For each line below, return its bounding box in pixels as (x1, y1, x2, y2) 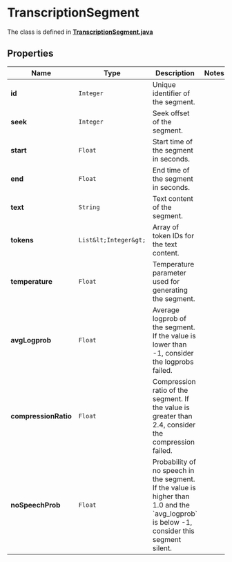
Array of (152, 222, 180, 232)
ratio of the (152, 385, 188, 395)
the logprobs (152, 357, 194, 367)
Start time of (152, 137, 193, 146)
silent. (152, 543, 173, 553)
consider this (152, 526, 195, 536)
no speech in (152, 465, 195, 475)
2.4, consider (152, 420, 196, 429)
